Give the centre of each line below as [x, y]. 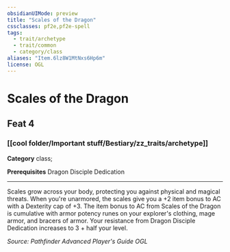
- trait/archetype [40, 39]
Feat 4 [21, 124]
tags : [15, 33]
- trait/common [35, 45]
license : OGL [26, 65]
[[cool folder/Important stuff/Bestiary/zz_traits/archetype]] [108, 144]
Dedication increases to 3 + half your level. [67, 228]
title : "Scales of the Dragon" [52, 20]
